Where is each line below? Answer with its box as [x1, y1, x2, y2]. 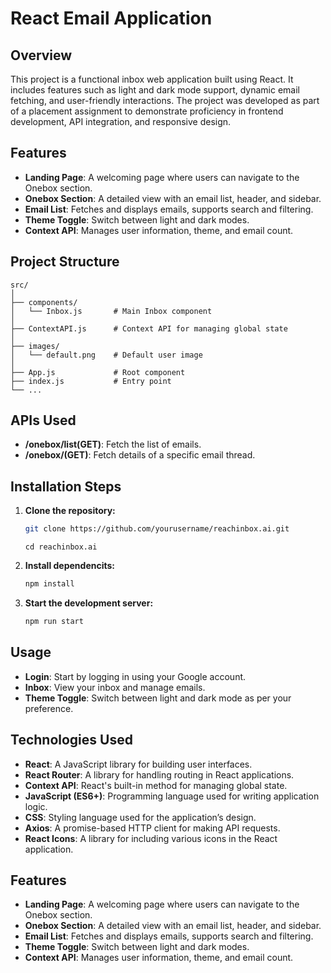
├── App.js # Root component [10, 367, 186, 377]
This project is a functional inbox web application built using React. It [10, 73, 294, 85]
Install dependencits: [24, 560, 116, 572]
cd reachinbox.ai [24, 542, 98, 552]
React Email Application [10, 7, 213, 30]
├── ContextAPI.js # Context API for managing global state [10, 323, 288, 334]
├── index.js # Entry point [10, 376, 172, 386]
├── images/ [10, 341, 60, 351]
